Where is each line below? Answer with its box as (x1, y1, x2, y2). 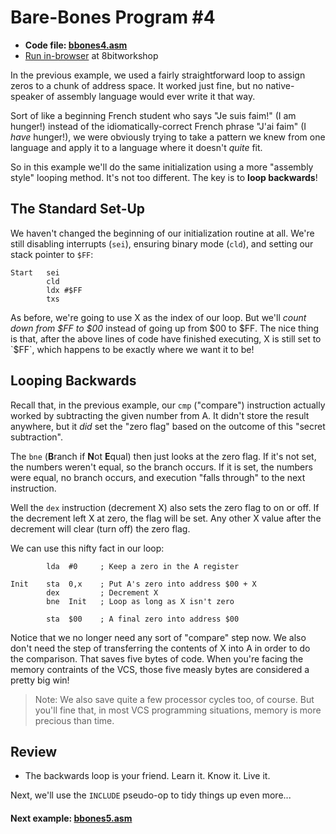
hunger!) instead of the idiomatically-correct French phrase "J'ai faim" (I (10, 120, 307, 132)
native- (265, 79, 295, 91)
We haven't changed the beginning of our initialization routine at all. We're (10, 227, 315, 239)
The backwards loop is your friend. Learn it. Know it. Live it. (24, 770, 271, 782)
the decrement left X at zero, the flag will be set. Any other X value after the (10, 512, 322, 524)
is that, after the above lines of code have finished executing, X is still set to (10, 332, 322, 345)
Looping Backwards (10, 372, 137, 390)
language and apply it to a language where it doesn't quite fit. (10, 141, 263, 153)
